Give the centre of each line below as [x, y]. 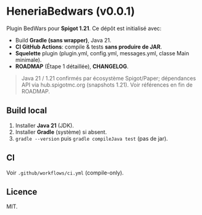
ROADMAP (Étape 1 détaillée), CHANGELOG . [72, 66]
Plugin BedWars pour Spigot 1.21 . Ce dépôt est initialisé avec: [84, 28]
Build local [27, 111]
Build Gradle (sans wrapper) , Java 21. [63, 40]
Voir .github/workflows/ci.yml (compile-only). [65, 173]
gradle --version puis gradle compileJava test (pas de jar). [92, 138]
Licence [22, 192]
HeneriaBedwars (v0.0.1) [71, 11]
